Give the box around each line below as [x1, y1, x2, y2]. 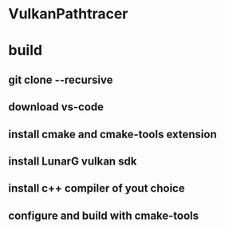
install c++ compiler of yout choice [8, 181, 185, 196]
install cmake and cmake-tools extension [8, 127, 217, 141]
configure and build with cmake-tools [8, 208, 199, 222]
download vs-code [8, 101, 105, 114]
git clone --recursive [8, 73, 113, 86]
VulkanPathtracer [8, 5, 128, 23]
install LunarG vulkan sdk [8, 154, 137, 168]
